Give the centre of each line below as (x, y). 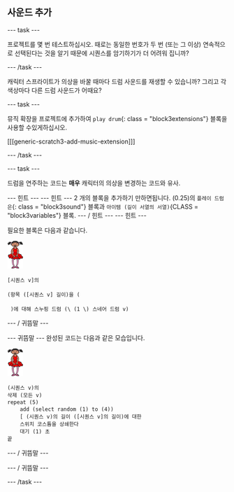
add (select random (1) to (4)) (67, 409)
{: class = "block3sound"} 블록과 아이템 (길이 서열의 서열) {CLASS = (105, 206)
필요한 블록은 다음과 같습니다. (47, 230)
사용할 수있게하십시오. (37, 127)
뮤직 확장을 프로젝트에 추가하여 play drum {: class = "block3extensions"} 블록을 (117, 118)
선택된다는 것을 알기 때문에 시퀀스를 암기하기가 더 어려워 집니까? (102, 53)
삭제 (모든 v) (25, 395)
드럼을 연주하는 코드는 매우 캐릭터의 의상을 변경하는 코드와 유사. (94, 183)
